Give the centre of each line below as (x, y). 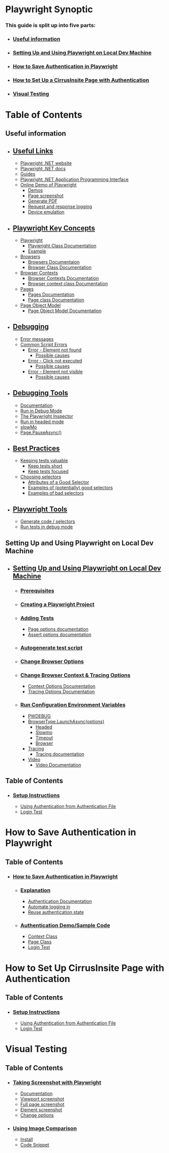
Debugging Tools (40, 393)
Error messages (37, 339)
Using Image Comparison (45, 1128)
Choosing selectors (41, 477)
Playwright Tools (40, 509)
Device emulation (46, 212)
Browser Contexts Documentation (63, 278)
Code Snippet (35, 1145)
